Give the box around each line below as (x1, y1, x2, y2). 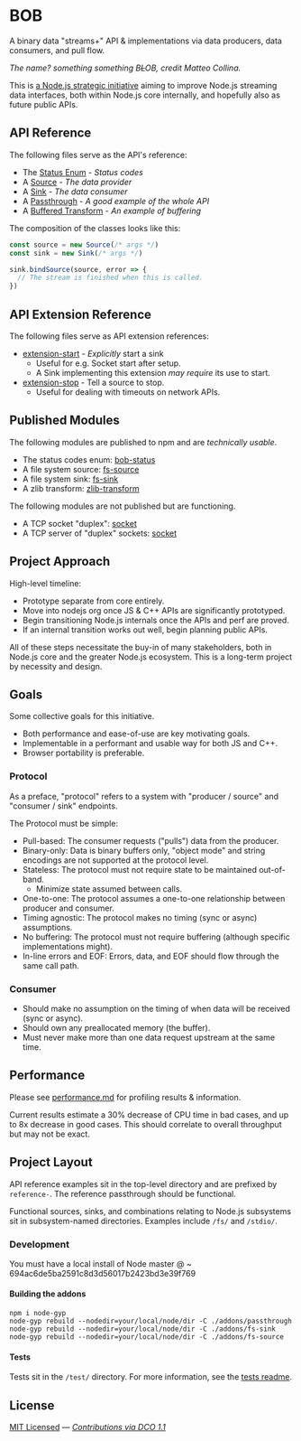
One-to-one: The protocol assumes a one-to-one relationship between (22, 893, 286, 903)
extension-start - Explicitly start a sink (22, 348, 164, 359)
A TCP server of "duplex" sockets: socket (22, 528, 178, 538)
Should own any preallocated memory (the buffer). (22, 1022, 211, 1033)
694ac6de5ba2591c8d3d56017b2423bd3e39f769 (9, 1268, 196, 1278)
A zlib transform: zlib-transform (22, 482, 140, 493)
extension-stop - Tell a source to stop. (22, 377, 165, 388)
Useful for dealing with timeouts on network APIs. (35, 386, 221, 398)
